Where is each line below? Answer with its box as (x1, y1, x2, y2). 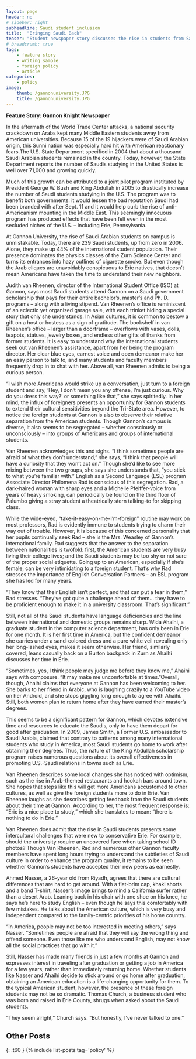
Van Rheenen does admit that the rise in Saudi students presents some (6, 825, 177, 832)
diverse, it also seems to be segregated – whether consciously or (6, 423, 163, 431)
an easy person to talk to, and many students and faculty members (6, 356, 167, 363)
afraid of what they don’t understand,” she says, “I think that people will (6, 453, 178, 460)
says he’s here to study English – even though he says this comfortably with (6, 899, 188, 906)
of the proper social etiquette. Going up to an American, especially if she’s (6, 558, 184, 565)
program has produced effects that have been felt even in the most (6, 215, 167, 223)
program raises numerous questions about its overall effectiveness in (6, 753, 172, 760)
